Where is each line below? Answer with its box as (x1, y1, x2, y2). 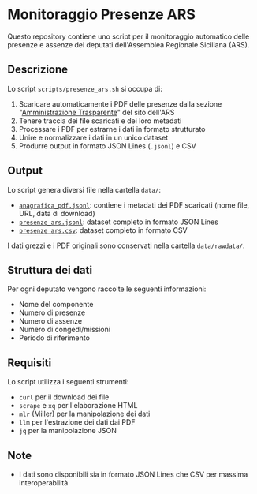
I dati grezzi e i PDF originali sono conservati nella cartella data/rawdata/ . (7, 241, 245, 250)
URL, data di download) (18, 208, 95, 218)
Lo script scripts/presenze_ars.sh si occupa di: (7, 84, 163, 93)
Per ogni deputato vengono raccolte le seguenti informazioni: (7, 284, 207, 294)
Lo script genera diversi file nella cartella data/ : (7, 185, 162, 194)
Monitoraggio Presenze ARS (7, 6, 196, 24)
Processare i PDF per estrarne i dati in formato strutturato (18, 124, 206, 133)
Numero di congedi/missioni (18, 325, 111, 335)
